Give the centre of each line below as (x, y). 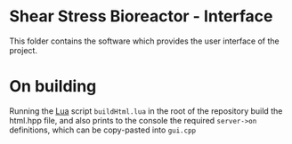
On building (53, 87)
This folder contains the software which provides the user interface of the (144, 41)
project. (24, 50)
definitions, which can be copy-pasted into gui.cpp (103, 130)
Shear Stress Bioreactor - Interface (141, 16)
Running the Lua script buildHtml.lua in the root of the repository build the (146, 111)
